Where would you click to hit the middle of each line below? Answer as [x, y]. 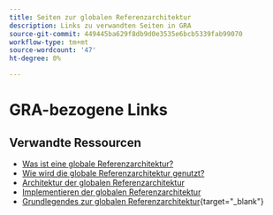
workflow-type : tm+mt [49, 42]
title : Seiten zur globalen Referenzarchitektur [100, 17]
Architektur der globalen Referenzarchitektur [103, 183]
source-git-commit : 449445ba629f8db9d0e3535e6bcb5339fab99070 [126, 34]
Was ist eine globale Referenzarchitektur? [98, 164]
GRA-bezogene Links [88, 110]
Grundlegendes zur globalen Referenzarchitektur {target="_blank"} [143, 201]
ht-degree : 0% [35, 58]
